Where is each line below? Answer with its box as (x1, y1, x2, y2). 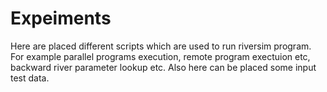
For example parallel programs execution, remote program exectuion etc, (10, 50, 311, 62)
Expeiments (10, 7, 112, 30)
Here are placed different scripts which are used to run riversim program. (10, 40, 312, 52)
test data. (10, 72, 50, 84)
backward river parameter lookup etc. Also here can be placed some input (10, 61, 317, 73)
